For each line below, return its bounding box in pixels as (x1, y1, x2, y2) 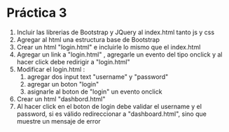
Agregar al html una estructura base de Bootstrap (16, 35, 160, 43)
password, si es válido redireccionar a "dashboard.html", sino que (16, 110, 207, 118)
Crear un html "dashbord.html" (16, 94, 106, 103)
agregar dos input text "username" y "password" (27, 72, 169, 81)
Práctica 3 (6, 5, 67, 21)
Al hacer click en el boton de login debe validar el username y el (16, 102, 202, 110)
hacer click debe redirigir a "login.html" (16, 57, 130, 66)
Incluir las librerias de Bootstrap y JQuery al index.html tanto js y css (16, 28, 215, 36)
